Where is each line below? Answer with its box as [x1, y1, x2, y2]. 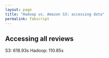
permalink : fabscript [5, 16, 50, 21]
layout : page [5, 7, 32, 12]
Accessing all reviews [5, 34, 74, 43]
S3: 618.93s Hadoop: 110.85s [5, 48, 64, 54]
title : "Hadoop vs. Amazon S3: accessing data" [5, 12, 105, 17]
